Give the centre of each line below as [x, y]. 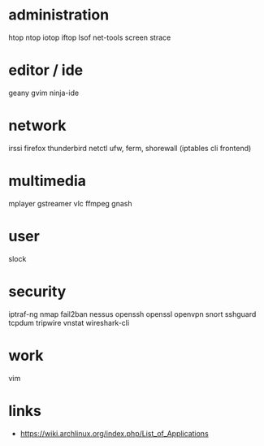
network [37, 126]
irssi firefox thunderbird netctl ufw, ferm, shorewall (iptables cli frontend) [130, 148]
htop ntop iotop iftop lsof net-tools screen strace [90, 37]
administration [59, 15]
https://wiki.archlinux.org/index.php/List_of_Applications [114, 433]
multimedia [48, 181]
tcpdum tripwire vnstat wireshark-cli [69, 323]
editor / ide [46, 70]
